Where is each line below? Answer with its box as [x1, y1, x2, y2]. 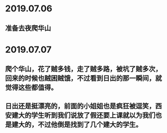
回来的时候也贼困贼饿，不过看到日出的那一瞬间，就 [5, 74, 162, 83]
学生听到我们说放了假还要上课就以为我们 [31, 111, 156, 119]
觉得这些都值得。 [5, 84, 58, 92]
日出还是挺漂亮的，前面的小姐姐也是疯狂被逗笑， [5, 102, 156, 110]
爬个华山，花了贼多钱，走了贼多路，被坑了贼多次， [5, 65, 162, 73]
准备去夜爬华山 [5, 24, 51, 32]
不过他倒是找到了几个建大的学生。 [37, 120, 143, 129]
